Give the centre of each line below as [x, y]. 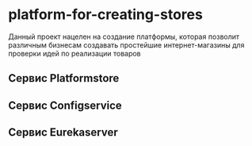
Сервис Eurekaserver [63, 133]
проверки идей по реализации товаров [74, 53]
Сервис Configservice [65, 105]
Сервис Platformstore [64, 78]
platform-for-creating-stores [106, 15]
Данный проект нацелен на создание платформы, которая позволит [124, 36]
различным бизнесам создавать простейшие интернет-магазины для [126, 44]
